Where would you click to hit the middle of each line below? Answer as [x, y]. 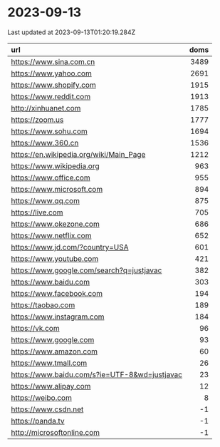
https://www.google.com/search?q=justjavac [87, 270]
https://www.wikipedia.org [55, 166]
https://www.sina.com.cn [53, 61]
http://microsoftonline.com [56, 432]
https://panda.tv [38, 421]
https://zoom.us [37, 120]
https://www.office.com [51, 178]
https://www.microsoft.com [57, 189]
